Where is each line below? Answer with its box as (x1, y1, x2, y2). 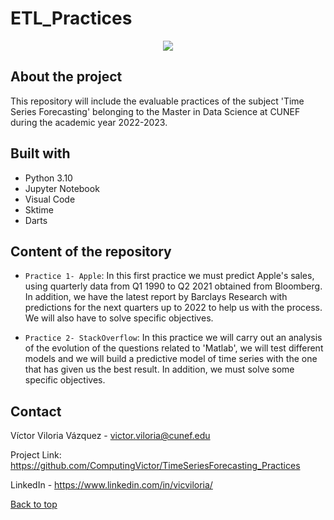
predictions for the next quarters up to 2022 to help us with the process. (24, 302, 323, 314)
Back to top (10, 498, 58, 511)
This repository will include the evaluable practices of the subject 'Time (10, 95, 305, 107)
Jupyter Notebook (24, 182, 100, 194)
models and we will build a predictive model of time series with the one (24, 353, 318, 365)
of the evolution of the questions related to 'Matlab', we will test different (24, 342, 324, 354)
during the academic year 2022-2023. (10, 116, 168, 128)
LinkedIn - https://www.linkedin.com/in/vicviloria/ (10, 479, 213, 491)
